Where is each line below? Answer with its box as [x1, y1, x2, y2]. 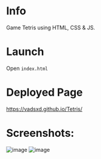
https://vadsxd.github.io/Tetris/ [6, 105, 82, 112]
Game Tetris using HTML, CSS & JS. [6, 24, 96, 31]
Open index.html [6, 65, 48, 72]
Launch [6, 45, 44, 59]
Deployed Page [6, 85, 83, 99]
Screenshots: [6, 127, 75, 140]
